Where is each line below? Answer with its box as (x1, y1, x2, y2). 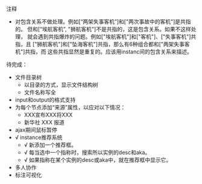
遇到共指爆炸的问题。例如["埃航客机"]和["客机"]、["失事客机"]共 (37, 33, 197, 40)
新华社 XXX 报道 (24, 119, 65, 126)
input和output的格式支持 (14, 96, 76, 103)
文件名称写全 (24, 89, 56, 96)
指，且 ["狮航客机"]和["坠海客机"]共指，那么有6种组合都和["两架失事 (14, 41, 185, 48)
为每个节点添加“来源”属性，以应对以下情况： (14, 104, 126, 111)
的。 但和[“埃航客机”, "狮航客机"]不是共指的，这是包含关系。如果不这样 (14, 26, 191, 32)
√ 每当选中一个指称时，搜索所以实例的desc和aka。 (24, 149, 151, 156)
